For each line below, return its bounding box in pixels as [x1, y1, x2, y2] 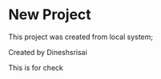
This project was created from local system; [8, 32, 154, 41]
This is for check [8, 62, 64, 73]
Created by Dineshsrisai [8, 47, 88, 57]
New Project [8, 6, 92, 24]
